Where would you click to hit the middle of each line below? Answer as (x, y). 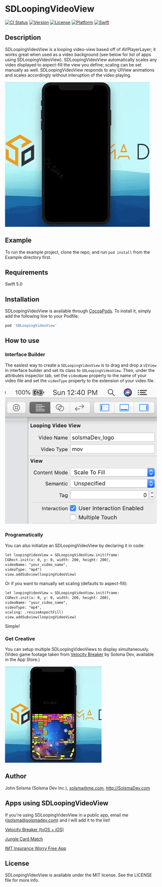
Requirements (27, 272)
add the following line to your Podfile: (42, 316)
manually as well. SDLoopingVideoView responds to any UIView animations (80, 70)
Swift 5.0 (14, 284)
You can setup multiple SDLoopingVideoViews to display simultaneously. (77, 649)
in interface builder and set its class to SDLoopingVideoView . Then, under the (80, 370)
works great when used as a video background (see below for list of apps (78, 54)
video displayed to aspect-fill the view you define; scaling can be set (73, 65)
